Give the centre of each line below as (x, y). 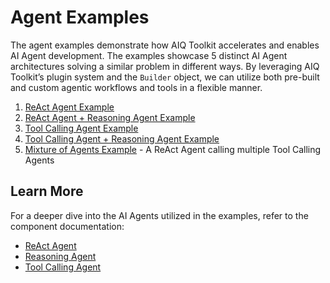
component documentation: (67, 226)
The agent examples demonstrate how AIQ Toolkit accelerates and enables (165, 45)
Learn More (47, 191)
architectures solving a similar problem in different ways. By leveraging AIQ (165, 66)
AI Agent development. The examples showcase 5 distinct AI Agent (149, 55)
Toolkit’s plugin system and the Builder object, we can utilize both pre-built (165, 77)
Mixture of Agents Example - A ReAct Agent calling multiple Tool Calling (173, 149)
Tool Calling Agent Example (81, 128)
